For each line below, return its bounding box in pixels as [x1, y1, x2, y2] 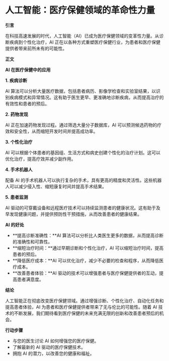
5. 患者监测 [5, 194, 28, 200]
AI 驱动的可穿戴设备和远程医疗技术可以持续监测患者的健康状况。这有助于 [5, 204, 156, 211]
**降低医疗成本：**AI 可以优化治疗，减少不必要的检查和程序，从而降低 [12, 257, 159, 264]
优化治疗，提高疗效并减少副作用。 [5, 156, 76, 162]
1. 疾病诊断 [5, 77, 28, 83]
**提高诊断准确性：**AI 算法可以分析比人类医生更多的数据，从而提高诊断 [12, 232, 164, 238]
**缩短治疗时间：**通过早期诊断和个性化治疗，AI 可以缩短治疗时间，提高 [12, 245, 164, 251]
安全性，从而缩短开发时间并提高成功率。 [14, 128, 98, 134]
